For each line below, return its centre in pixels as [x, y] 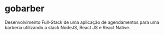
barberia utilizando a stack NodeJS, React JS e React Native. [67, 27]
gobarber [24, 9]
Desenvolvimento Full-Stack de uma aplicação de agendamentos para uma [82, 22]
